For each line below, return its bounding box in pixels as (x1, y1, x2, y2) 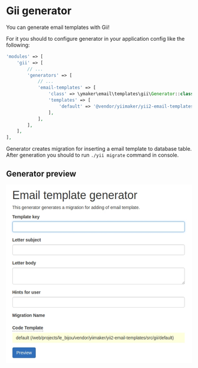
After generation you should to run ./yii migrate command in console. (6, 152, 179, 159)
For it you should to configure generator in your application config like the (6, 35, 185, 42)
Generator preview (6, 168, 77, 178)
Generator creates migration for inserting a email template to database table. (6, 145, 192, 152)
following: (6, 41, 30, 48)
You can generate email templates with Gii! (6, 24, 110, 31)
